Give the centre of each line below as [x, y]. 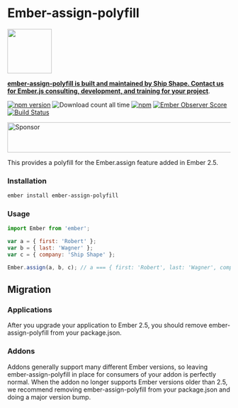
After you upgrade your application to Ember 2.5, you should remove [107, 326]
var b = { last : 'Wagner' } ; [50, 248]
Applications [30, 310]
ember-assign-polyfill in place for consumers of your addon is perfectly [112, 374]
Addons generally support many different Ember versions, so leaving [108, 367]
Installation [27, 181]
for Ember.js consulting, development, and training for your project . [109, 91]
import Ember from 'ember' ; [49, 229]
